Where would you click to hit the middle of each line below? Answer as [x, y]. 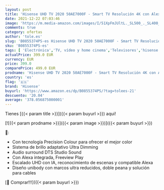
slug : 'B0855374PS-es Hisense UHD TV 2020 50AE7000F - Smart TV [72, 41]
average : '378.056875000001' [35, 100]
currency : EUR [20, 59]
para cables [24, 173]
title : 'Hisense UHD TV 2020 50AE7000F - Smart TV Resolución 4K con [77, 14]
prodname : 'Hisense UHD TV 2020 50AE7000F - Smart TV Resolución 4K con [81, 73]
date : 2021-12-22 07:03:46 [32, 18]
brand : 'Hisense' [23, 86]
